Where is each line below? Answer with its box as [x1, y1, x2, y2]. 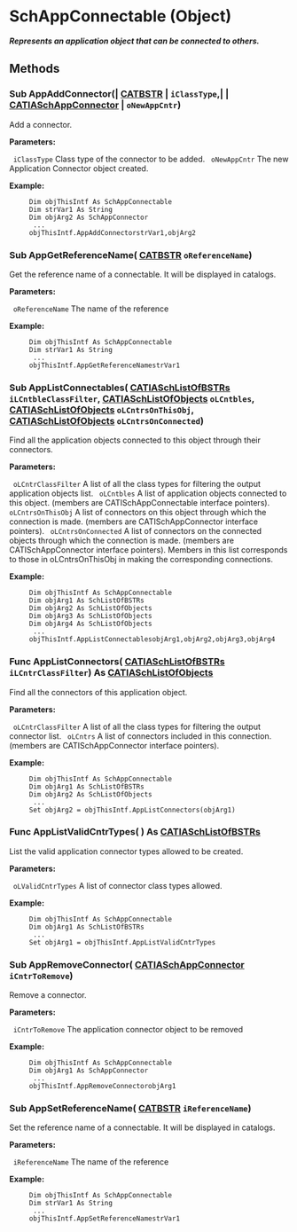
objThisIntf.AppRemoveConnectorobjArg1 [28, 1082, 176, 1091]
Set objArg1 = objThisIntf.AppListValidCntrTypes [28, 938, 216, 946]
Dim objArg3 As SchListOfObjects [28, 612, 152, 621]
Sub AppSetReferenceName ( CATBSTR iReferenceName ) [9, 1103, 252, 1115]
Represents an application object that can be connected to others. [9, 35, 260, 46]
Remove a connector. [9, 990, 87, 1001]
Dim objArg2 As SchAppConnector [28, 213, 149, 222]
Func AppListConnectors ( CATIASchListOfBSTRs [9, 655, 225, 668]
